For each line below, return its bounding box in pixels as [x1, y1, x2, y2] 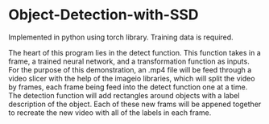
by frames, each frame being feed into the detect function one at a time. [8, 82, 248, 92]
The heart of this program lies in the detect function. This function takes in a [8, 48, 262, 57]
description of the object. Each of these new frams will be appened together [8, 99, 262, 109]
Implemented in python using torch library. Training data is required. [8, 32, 234, 42]
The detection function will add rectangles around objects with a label [8, 90, 240, 100]
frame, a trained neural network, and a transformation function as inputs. [8, 56, 250, 66]
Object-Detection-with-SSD [8, 6, 199, 24]
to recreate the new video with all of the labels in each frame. [8, 107, 212, 118]
